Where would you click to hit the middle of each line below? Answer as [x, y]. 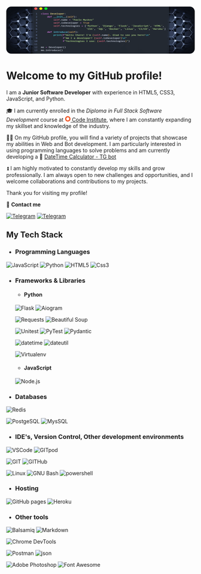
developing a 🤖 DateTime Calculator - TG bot [61, 157]
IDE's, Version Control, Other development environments [99, 437]
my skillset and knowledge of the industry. [58, 126]
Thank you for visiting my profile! [47, 193]
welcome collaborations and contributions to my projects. [77, 181]
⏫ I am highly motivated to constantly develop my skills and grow [86, 168]
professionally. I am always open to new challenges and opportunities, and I [100, 175]
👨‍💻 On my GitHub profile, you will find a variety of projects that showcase [97, 138]
